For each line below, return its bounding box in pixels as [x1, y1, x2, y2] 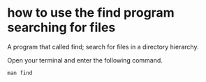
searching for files [7, 19, 116, 35]
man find [7, 69, 33, 76]
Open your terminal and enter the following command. [7, 56, 163, 64]
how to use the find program [7, 5, 175, 21]
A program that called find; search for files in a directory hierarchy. [7, 42, 199, 51]
